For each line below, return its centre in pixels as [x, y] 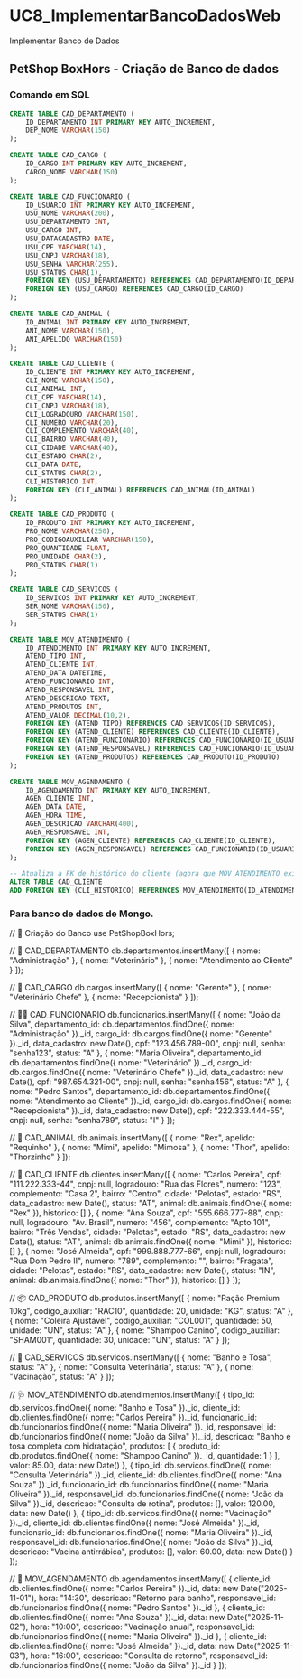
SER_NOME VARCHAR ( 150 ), [70, 606]
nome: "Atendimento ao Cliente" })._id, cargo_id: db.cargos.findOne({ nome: [151, 1101]
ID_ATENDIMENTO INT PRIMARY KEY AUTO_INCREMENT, [119, 648]
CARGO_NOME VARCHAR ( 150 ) [72, 172]
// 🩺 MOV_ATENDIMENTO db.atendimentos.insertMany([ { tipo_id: [132, 1395]
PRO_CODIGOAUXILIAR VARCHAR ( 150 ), [90, 539]
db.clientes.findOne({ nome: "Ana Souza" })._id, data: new [117, 1618]
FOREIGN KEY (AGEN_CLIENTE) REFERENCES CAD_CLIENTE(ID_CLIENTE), [151, 840]
